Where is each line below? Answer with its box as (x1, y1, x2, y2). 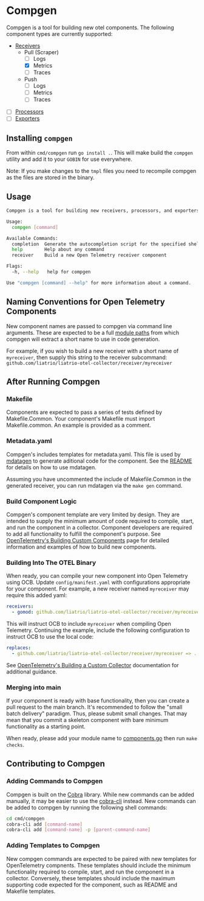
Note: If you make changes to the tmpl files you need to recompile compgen (6, 167, 197, 175)
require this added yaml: (6, 592, 67, 599)
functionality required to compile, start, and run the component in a (6, 868, 174, 875)
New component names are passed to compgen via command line (6, 322, 172, 329)
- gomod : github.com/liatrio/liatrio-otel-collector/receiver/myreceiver (12, 609, 202, 615)
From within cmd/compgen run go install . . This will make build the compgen (6, 149, 193, 156)
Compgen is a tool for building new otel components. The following (6, 24, 174, 31)
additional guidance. (6, 668, 58, 675)
